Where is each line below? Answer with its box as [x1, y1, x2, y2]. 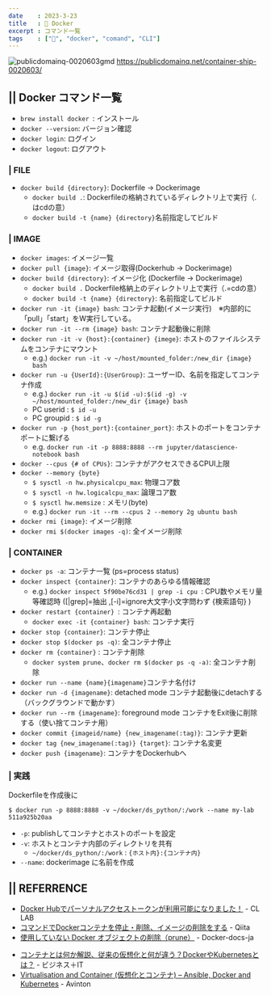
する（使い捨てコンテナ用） [19, 717, 113, 728]
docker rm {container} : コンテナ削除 [19, 647, 145, 656]
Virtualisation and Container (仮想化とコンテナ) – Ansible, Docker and [19, 970, 252, 980]
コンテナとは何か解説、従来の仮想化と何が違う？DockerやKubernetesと [19, 950, 260, 960]
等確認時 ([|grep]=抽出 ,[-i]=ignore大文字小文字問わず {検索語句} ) [31, 596, 252, 606]
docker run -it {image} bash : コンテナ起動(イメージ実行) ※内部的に [19, 303, 252, 313]
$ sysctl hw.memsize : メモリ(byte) [31, 497, 148, 507]
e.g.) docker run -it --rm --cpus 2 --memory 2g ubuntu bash [31, 506, 238, 516]
